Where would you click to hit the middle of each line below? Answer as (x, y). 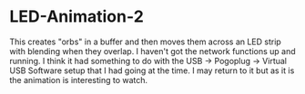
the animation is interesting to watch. (79, 80)
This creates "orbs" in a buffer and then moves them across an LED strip (146, 42)
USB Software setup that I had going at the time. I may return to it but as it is (152, 70)
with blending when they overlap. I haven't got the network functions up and (152, 51)
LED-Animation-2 (76, 17)
